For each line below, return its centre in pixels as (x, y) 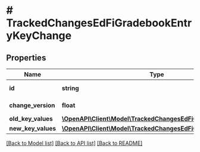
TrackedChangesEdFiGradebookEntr (99, 23)
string (70, 88)
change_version (32, 105)
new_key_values (33, 128)
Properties (26, 58)
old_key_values (31, 119)
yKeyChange (39, 36)
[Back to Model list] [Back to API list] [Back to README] (74, 143)
